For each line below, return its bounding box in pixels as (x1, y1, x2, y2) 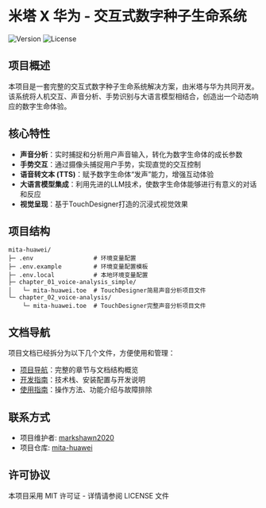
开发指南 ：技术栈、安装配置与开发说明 (19, 375, 145, 385)
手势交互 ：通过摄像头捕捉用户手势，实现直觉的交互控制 (19, 160, 201, 169)
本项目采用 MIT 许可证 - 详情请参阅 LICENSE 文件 (8, 491, 169, 500)
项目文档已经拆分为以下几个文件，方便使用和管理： (8, 348, 175, 358)
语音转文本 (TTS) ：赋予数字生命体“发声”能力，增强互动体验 (19, 169, 214, 179)
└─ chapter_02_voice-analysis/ (8, 294, 112, 302)
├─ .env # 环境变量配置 (8, 255, 137, 263)
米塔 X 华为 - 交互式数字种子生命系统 (8, 7, 248, 25)
